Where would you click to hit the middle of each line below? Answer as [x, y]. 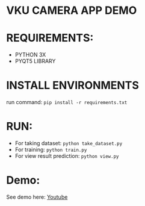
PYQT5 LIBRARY [35, 61]
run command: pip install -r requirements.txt [67, 102]
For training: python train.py [51, 149]
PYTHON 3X [30, 55]
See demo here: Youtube [37, 197]
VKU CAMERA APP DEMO [72, 11]
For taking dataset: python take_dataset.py [69, 143]
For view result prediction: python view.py [67, 156]
